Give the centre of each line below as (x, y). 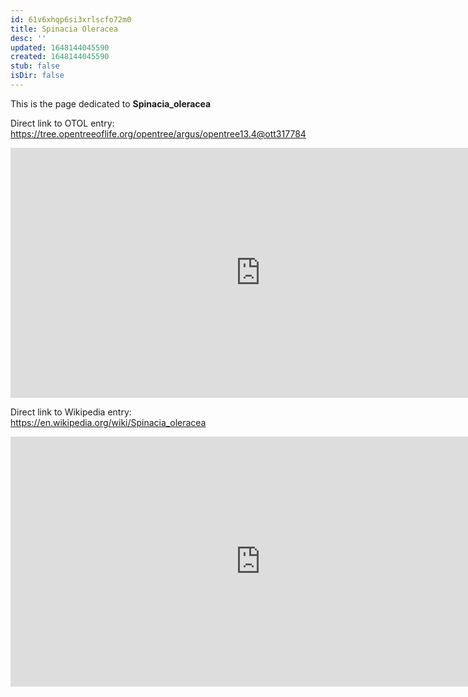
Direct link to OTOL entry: (62, 123)
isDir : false (37, 76)
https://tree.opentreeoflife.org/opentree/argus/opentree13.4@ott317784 (158, 133)
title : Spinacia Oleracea (64, 29)
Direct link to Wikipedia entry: (71, 412)
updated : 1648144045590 (60, 47)
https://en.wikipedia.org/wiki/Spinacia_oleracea (108, 422)
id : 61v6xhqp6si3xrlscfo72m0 (71, 19)
